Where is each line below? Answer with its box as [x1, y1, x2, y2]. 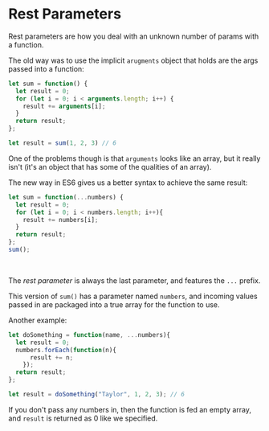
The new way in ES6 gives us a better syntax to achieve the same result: [8, 178, 248, 187]
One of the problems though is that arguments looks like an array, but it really [8, 154, 261, 163]
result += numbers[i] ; [22, 215, 99, 224]
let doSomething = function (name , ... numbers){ [8, 330, 171, 339]
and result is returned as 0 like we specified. [8, 413, 158, 423]
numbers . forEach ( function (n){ [15, 346, 116, 354]
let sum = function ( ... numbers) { [8, 193, 124, 201]
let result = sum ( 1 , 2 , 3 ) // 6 [8, 139, 116, 147]
